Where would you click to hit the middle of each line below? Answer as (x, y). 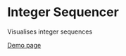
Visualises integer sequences (50, 31)
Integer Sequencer (63, 12)
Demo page (24, 45)
